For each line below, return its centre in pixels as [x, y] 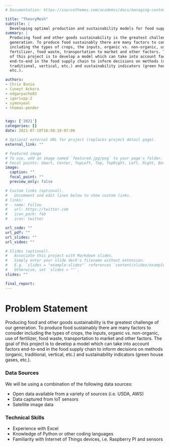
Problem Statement [47, 308]
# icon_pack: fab [26, 214]
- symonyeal [18, 103]
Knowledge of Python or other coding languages [63, 434]
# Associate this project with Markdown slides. [59, 256]
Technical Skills [25, 417]
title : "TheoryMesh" [27, 19]
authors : [14, 80]
